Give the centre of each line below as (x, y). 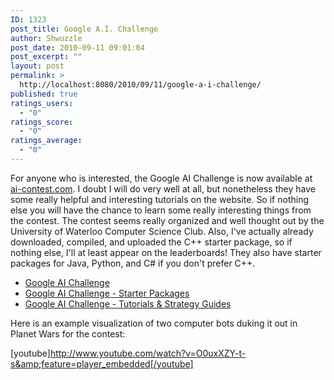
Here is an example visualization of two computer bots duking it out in (154, 323)
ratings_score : (42, 122)
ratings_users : (42, 103)
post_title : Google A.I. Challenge (84, 29)
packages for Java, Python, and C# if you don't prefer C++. (133, 263)
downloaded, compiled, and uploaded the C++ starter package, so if (151, 242)
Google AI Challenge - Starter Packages (107, 293)
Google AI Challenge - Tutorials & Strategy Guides (128, 303)
